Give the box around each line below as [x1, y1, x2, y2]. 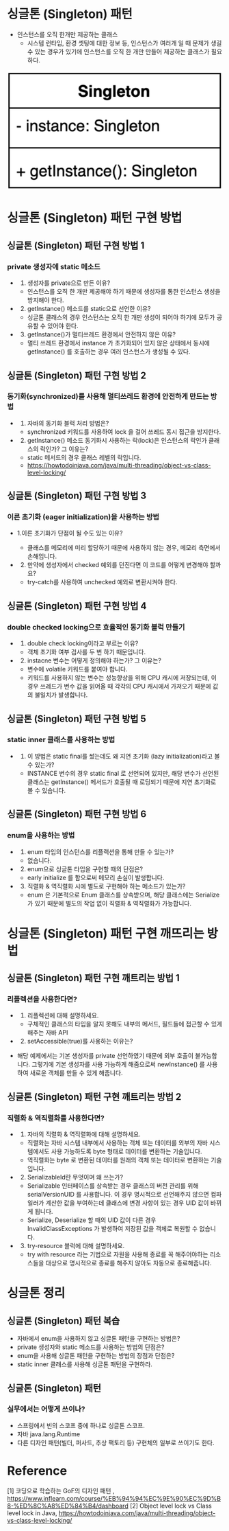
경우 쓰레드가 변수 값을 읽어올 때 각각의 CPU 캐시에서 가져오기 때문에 [27, 682, 212, 691]
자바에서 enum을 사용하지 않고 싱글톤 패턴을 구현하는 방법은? [16, 1335, 180, 1343]
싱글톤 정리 [7, 1285, 66, 1301]
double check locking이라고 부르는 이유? [27, 639, 139, 647]
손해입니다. [27, 552, 57, 560]
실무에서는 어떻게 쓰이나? [7, 1405, 85, 1414]
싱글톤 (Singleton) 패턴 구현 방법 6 [7, 808, 147, 820]
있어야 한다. [47, 322, 79, 330]
